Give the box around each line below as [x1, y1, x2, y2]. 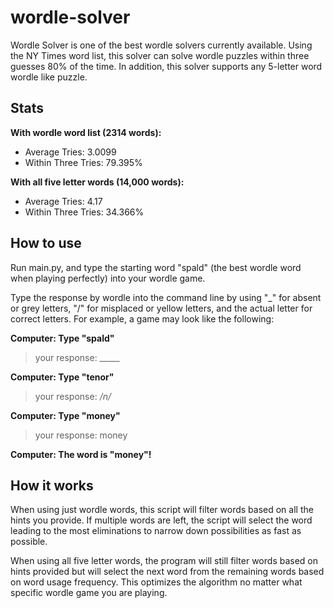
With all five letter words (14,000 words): [10, 176, 185, 188]
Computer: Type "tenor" [10, 371, 115, 383]
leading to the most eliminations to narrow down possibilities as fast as [10, 525, 302, 537]
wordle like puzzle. [10, 71, 88, 83]
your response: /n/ [34, 390, 112, 402]
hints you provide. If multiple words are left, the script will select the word [10, 514, 313, 526]
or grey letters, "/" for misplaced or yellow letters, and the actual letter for [10, 302, 313, 314]
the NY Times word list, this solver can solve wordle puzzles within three [10, 49, 310, 61]
